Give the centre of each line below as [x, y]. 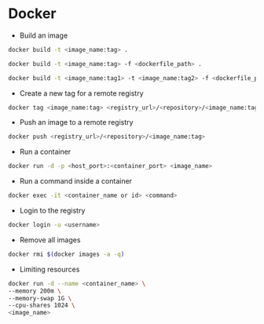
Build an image [44, 35]
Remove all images [50, 239]
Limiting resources [49, 269]
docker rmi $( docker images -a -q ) [66, 254]
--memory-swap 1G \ [40, 298]
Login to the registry [52, 211]
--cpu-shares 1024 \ [42, 306]
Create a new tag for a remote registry [81, 93]
